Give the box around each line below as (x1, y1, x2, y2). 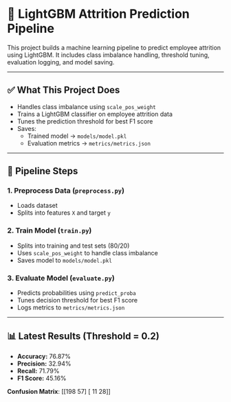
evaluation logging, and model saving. (7, 58, 115, 66)
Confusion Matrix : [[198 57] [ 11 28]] (7, 387, 111, 395)
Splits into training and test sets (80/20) (16, 241, 130, 250)
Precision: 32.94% (16, 359, 71, 368)
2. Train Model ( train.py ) (7, 226, 92, 235)
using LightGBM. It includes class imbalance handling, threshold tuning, (7, 51, 210, 59)
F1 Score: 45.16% (16, 374, 67, 382)
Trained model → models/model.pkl (27, 132, 127, 140)
